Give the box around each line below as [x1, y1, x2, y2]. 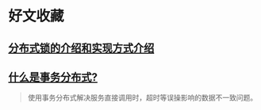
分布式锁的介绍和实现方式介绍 [8, 41, 155, 55]
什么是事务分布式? [8, 70, 98, 84]
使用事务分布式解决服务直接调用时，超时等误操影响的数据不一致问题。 [27, 93, 258, 103]
